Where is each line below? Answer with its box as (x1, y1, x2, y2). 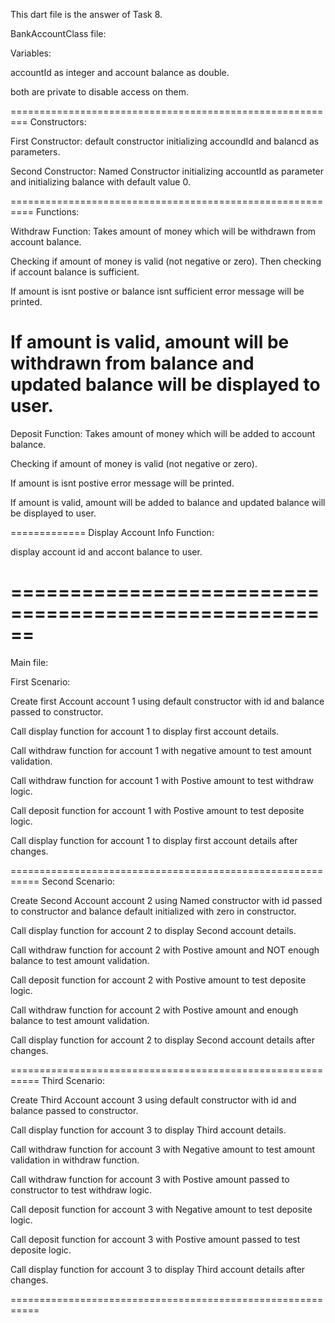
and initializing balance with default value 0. (10, 176, 191, 188)
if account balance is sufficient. (10, 266, 140, 278)
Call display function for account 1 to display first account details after (10, 834, 298, 846)
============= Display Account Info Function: (10, 526, 215, 538)
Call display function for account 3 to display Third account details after (10, 1263, 306, 1275)
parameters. (10, 146, 61, 158)
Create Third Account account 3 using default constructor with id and (10, 1094, 297, 1106)
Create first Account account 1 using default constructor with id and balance (10, 695, 325, 707)
